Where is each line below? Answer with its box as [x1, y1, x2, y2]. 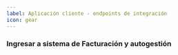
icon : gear [6, 16, 38, 23]
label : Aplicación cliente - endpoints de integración [6, 10, 168, 17]
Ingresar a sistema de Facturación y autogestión [6, 39, 172, 49]
